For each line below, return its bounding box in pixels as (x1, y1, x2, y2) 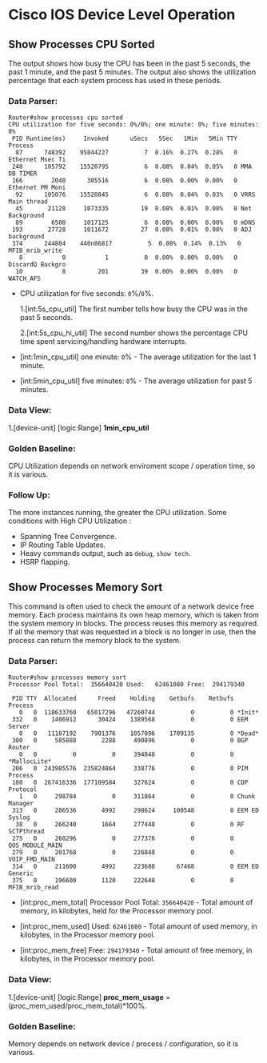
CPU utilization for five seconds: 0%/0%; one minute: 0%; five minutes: (8, 121, 260, 129)
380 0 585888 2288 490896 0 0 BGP (11, 737, 249, 745)
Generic (8, 869, 34, 877)
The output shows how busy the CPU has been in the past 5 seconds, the (8, 58, 250, 68)
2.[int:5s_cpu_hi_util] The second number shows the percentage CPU (19, 328, 249, 338)
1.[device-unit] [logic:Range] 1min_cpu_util (8, 422, 149, 433)
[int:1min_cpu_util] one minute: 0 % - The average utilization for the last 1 (19, 352, 257, 362)
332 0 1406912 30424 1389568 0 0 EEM (11, 716, 249, 724)
